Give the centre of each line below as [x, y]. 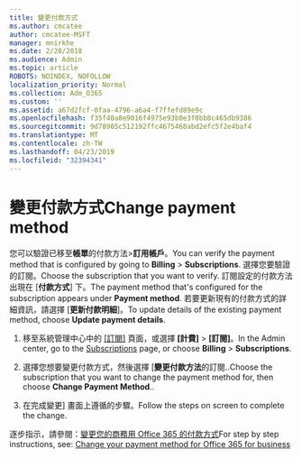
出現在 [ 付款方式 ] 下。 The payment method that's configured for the [136, 287]
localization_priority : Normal [68, 85]
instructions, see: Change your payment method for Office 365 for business [150, 444]
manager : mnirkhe [42, 43]
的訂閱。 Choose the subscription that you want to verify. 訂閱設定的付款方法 [151, 276]
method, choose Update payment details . [87, 320]
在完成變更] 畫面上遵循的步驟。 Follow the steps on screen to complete [153, 406]
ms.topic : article [44, 69]
